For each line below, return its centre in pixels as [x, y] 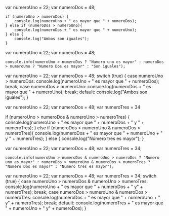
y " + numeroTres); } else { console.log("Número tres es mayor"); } [75, 138]
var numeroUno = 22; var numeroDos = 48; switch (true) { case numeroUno [84, 76]
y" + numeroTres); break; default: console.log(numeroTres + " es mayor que [84, 203]
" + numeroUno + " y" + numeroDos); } [46, 208]
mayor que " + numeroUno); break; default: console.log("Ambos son [76, 92]
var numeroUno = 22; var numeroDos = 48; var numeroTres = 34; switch [81, 176]
